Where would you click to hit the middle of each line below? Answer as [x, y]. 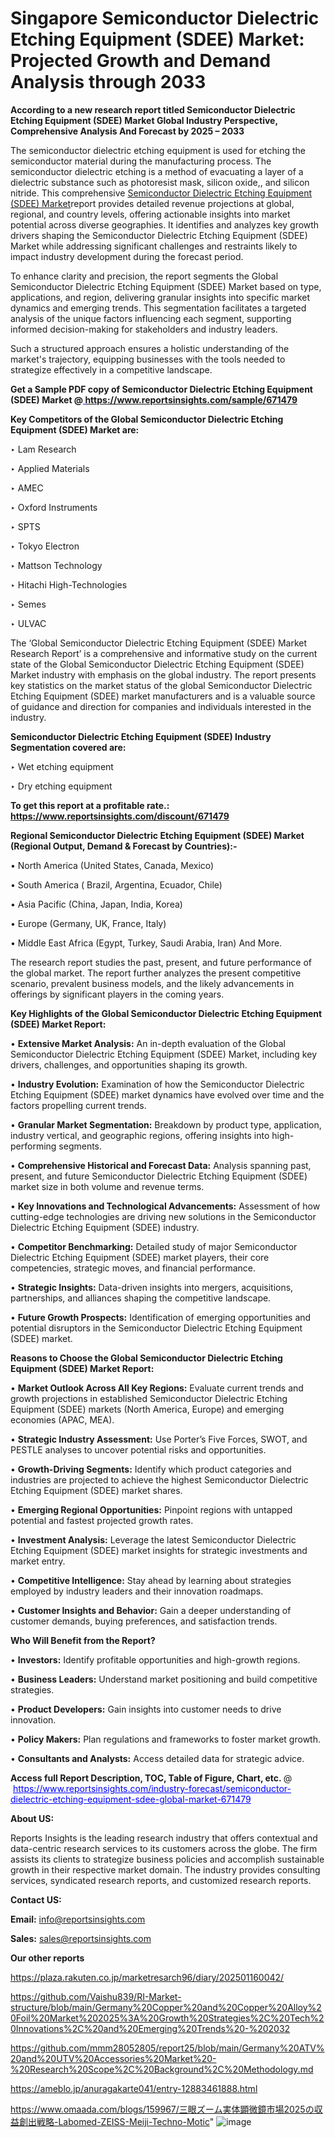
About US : [32, 1818]
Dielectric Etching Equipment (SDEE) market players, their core [140, 1257]
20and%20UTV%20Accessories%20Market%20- [113, 2058]
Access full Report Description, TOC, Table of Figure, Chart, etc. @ [151, 1778]
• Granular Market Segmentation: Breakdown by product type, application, [166, 1124]
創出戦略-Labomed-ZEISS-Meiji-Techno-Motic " [116, 2121]
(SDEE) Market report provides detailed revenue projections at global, [152, 203]
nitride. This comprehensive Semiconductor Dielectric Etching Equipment [161, 193]
